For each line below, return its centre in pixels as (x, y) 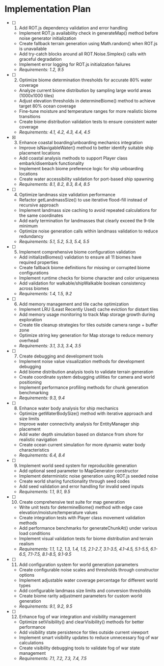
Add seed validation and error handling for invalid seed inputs (81, 486)
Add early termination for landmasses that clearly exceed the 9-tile (87, 220)
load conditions (35, 533)
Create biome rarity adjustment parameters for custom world (81, 596)
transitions (30, 116)
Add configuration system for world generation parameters (79, 564)
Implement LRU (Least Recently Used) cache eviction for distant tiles (89, 309)
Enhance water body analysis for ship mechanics (69, 408)
